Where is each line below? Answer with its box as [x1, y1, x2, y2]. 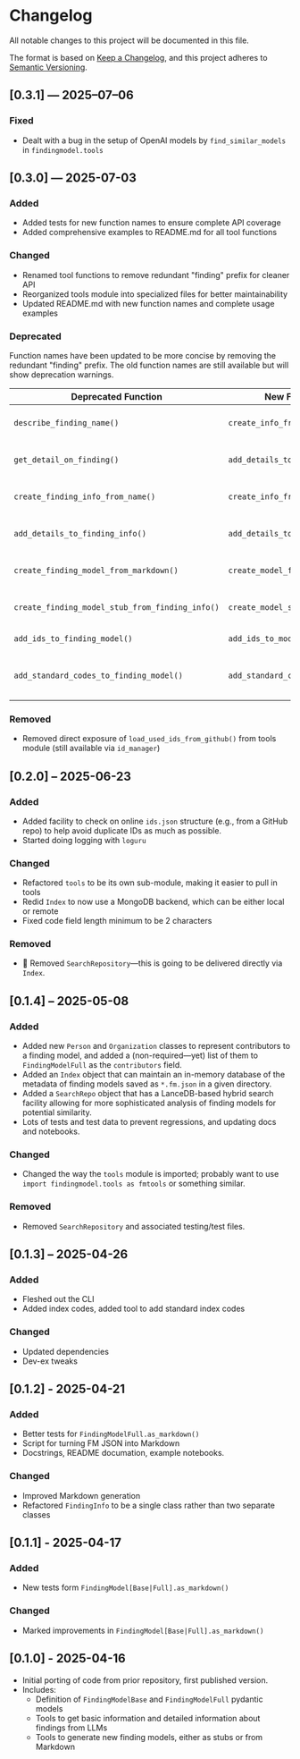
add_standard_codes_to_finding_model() [13, 670, 183, 681]
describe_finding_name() [13, 418, 120, 427]
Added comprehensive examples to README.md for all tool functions [21, 227, 278, 238]
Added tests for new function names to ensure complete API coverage [21, 217, 281, 228]
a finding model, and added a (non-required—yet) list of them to [21, 1050, 259, 1061]
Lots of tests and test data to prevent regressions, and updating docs [21, 1117, 277, 1128]
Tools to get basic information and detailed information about [35, 1712, 261, 1723]
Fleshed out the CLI [21, 1294, 96, 1305]
